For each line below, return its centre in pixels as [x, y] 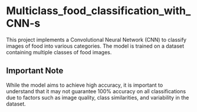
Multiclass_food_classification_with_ [98, 11]
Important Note [35, 71]
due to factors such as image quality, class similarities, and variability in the [98, 97]
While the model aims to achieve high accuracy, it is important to [85, 85]
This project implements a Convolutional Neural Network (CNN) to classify [96, 39]
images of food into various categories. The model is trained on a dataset [95, 46]
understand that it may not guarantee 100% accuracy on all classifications [96, 91]
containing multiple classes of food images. [59, 52]
